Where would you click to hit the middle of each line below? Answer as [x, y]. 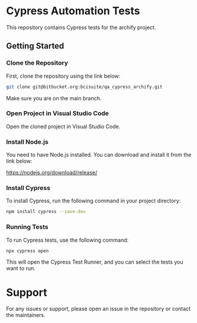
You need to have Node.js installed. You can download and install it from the [99, 155]
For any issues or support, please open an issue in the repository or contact [98, 309]
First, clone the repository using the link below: [63, 76]
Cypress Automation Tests [73, 11]
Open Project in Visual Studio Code [58, 113]
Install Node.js [27, 142]
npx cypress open [28, 251]
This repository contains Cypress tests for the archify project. [81, 27]
